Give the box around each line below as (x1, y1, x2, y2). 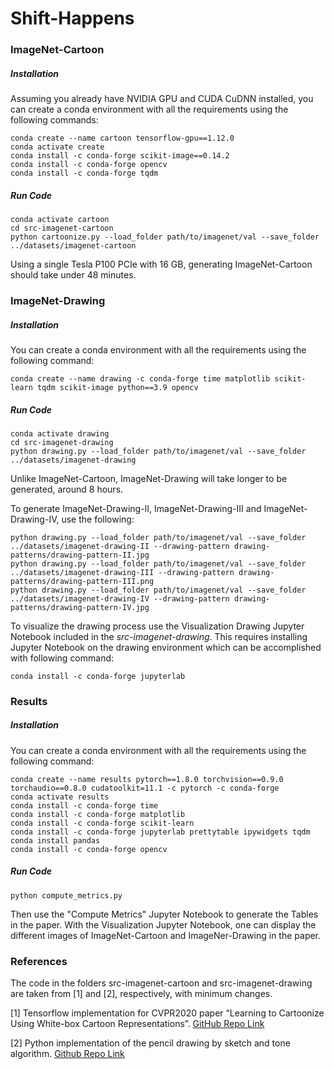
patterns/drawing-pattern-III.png (10, 576, 155, 586)
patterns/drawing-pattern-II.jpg (10, 550, 150, 560)
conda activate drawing (10, 428, 110, 439)
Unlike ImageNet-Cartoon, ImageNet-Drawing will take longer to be (10, 472, 288, 484)
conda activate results (10, 792, 110, 802)
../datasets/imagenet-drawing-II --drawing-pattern (10, 541, 230, 551)
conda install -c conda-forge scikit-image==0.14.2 (10, 151, 230, 161)
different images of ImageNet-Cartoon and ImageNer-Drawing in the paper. (10, 929, 322, 941)
